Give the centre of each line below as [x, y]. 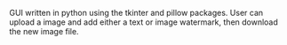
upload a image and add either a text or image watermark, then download [143, 22]
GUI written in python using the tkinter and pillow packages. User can [136, 13]
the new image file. [44, 31]
